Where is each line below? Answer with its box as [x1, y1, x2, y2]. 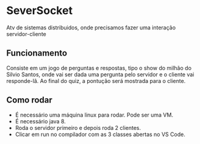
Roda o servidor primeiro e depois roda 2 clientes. [15, 124, 141, 131]
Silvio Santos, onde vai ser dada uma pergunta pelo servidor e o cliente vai [6, 71, 195, 78]
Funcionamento [6, 48, 68, 59]
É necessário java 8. [15, 117, 66, 125]
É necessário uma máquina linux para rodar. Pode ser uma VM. [15, 111, 174, 118]
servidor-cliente [6, 30, 47, 37]
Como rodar [6, 95, 53, 106]
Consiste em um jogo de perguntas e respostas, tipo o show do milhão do [6, 64, 192, 71]
